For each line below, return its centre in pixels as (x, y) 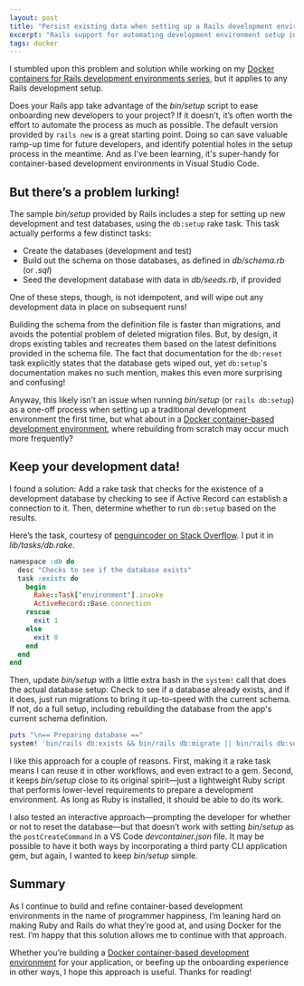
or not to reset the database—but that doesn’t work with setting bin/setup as (152, 827)
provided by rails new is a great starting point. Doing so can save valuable (148, 135)
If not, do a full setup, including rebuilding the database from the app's (141, 709)
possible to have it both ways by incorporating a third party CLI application (148, 846)
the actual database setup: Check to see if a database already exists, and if (150, 689)
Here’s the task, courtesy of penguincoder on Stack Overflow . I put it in (142, 535)
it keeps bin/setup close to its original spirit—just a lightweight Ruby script (147, 780)
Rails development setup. (57, 88)
